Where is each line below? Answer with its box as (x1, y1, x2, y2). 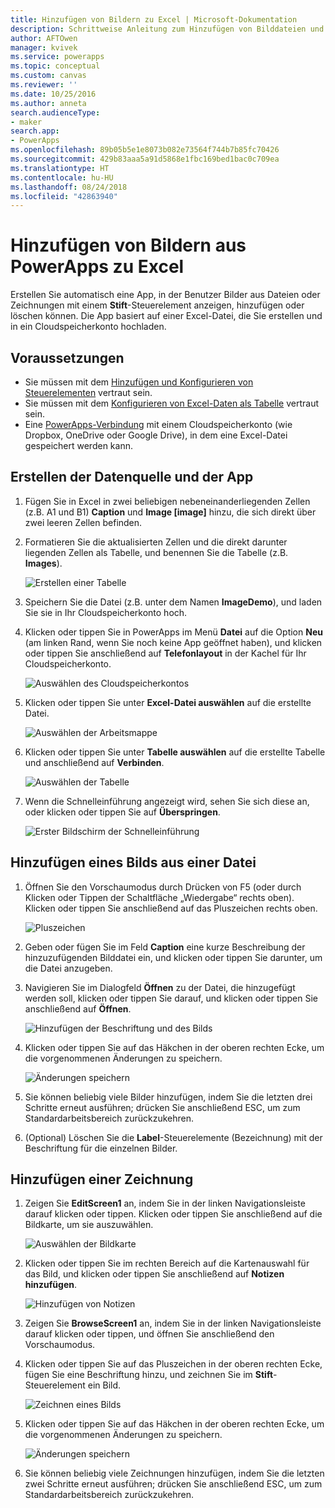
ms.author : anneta (10, 98, 87, 108)
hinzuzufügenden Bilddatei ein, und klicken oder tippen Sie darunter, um (24, 951, 323, 963)
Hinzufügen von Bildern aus (10, 234, 247, 257)
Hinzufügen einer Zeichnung (10, 1171, 194, 1188)
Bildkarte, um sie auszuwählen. (24, 1219, 154, 1231)
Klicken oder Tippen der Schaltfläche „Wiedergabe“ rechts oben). (24, 891, 295, 903)
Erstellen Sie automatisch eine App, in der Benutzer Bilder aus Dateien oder (10, 289, 321, 301)
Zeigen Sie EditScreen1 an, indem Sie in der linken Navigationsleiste (24, 1197, 306, 1210)
